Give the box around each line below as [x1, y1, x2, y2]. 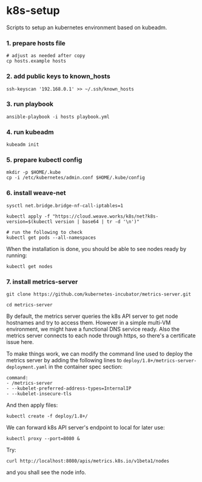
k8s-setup [6, 4, 60, 18]
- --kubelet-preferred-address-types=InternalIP [6, 385, 132, 392]
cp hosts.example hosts [6, 58, 67, 64]
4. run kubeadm [6, 128, 54, 136]
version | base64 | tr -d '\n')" [55, 218, 140, 225]
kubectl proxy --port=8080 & [6, 436, 80, 442]
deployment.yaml [6, 364, 47, 371]
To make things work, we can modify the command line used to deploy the [6, 350, 193, 357]
